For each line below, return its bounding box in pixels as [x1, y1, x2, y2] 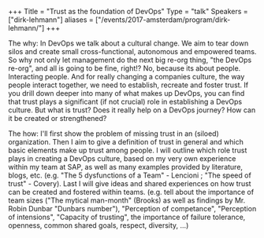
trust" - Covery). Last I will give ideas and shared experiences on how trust [8, 179, 251, 188]
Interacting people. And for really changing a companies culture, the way [8, 72, 245, 81]
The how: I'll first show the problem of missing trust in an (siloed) [8, 129, 219, 138]
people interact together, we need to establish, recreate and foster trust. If [8, 80, 249, 90]
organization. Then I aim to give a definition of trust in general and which [8, 137, 244, 146]
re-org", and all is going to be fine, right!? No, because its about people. [8, 64, 241, 73]
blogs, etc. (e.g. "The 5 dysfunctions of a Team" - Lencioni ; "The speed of [8, 170, 252, 180]
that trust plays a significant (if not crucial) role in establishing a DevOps [8, 97, 243, 106]
